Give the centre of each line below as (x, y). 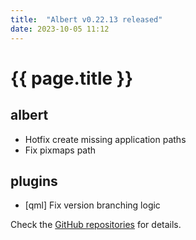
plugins (34, 181)
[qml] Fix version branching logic (92, 205)
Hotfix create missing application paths (105, 139)
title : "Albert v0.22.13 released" (86, 19)
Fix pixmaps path (60, 150)
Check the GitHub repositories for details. (96, 225)
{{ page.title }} (72, 78)
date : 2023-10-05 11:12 (60, 29)
